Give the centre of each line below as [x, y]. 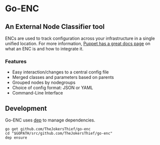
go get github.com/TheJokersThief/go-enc [48, 129]
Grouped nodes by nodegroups [44, 83]
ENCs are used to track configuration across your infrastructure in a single [80, 38]
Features [16, 61]
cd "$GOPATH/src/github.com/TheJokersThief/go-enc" [59, 133]
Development [26, 108]
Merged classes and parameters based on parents [63, 77]
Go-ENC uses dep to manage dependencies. [50, 120]
